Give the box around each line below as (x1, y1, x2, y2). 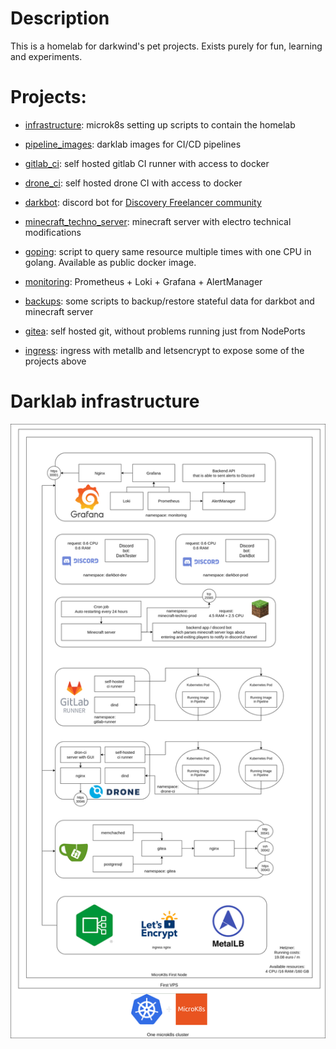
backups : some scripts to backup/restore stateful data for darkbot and (24, 295, 315, 307)
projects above (24, 355, 87, 367)
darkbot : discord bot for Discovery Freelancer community (24, 196, 262, 208)
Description (10, 7, 110, 30)
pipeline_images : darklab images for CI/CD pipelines (24, 138, 242, 150)
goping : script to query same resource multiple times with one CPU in (24, 245, 312, 257)
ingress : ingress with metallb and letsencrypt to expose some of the (24, 344, 305, 356)
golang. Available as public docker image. (24, 256, 197, 268)
